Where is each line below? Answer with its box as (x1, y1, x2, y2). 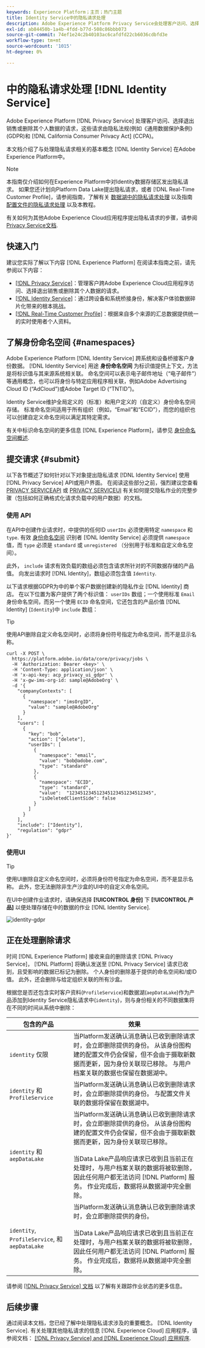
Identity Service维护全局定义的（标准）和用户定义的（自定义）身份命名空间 (6, 398, 196, 406)
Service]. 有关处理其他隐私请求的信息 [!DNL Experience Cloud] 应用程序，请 (6, 1327, 198, 1335)
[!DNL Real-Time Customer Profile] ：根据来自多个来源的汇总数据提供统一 (15, 310, 199, 317)
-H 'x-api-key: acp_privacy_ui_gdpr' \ (12, 672, 113, 678)
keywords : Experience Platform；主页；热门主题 (6, 9, 122, 15)
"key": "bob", (28, 731, 64, 737)
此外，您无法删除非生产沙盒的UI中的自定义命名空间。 (18, 883, 153, 890)
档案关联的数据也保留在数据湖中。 (73, 1069, 171, 1077)
